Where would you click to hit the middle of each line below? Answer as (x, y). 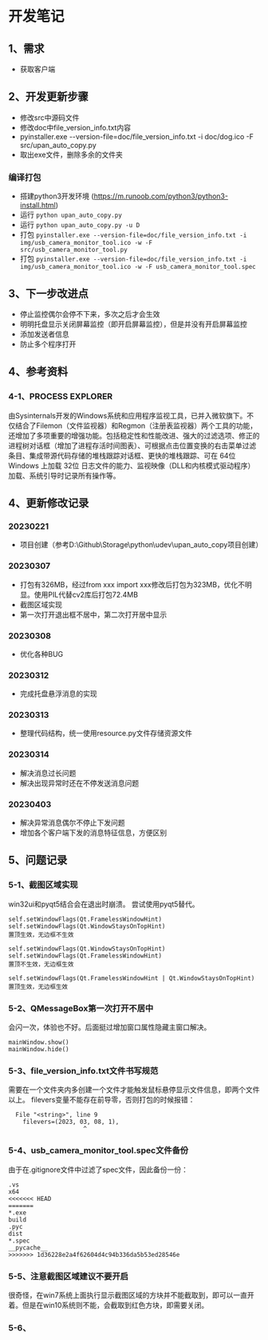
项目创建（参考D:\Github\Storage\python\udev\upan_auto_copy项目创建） (141, 545)
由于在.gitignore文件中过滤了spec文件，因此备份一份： (99, 1170)
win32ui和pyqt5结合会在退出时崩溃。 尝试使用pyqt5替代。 (104, 904)
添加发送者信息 (44, 334)
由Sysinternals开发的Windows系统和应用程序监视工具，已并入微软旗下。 (128, 415)
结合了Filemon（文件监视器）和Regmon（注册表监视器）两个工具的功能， (136, 426)
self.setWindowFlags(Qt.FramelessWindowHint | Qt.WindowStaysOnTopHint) (132, 978)
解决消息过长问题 (48, 773)
